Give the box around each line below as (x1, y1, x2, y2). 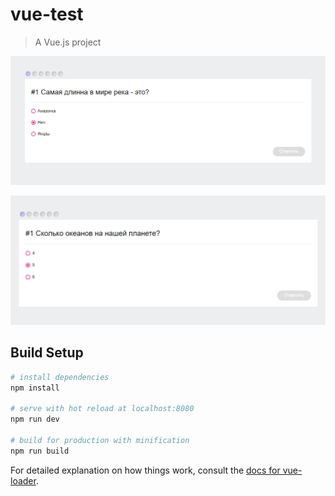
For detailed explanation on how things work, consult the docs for (10, 464, 281, 476)
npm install (10, 383, 60, 393)
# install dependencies (10, 372, 110, 382)
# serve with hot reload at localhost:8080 (10, 404, 195, 414)
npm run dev (10, 414, 60, 425)
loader (10, 474, 37, 487)
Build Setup (10, 344, 84, 362)
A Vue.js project (34, 36, 102, 48)
